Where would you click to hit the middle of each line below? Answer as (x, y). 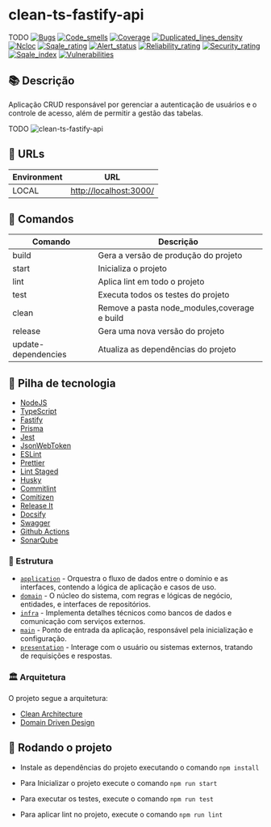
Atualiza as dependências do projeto (167, 349)
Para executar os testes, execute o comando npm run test (117, 799)
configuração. (43, 639)
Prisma (32, 428)
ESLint (31, 454)
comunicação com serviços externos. (83, 622)
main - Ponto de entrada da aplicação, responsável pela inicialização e (137, 630)
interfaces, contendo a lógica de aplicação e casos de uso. (118, 587)
